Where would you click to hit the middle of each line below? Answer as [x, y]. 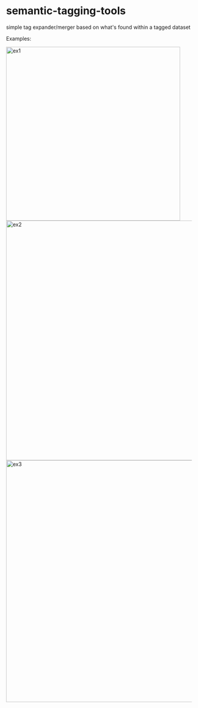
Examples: [19, 38]
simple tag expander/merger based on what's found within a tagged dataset [98, 27]
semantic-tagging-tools [66, 11]
